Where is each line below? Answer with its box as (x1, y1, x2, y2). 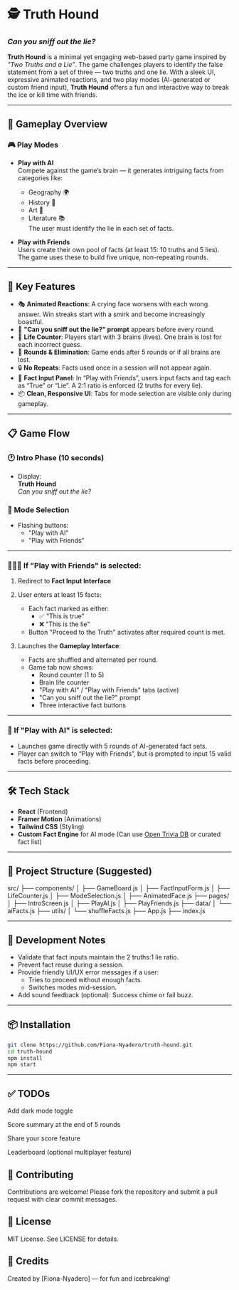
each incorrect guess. (17, 340, 83, 348)
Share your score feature (7, 1134, 80, 1143)
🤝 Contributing (7, 1168, 74, 1180)
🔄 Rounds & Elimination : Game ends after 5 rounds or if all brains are (17, 348, 221, 356)
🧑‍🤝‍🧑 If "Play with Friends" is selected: (7, 561, 142, 571)
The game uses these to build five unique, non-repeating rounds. (17, 253, 208, 261)
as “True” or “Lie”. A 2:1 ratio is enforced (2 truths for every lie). (17, 381, 203, 390)
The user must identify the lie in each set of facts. (28, 224, 174, 233)
